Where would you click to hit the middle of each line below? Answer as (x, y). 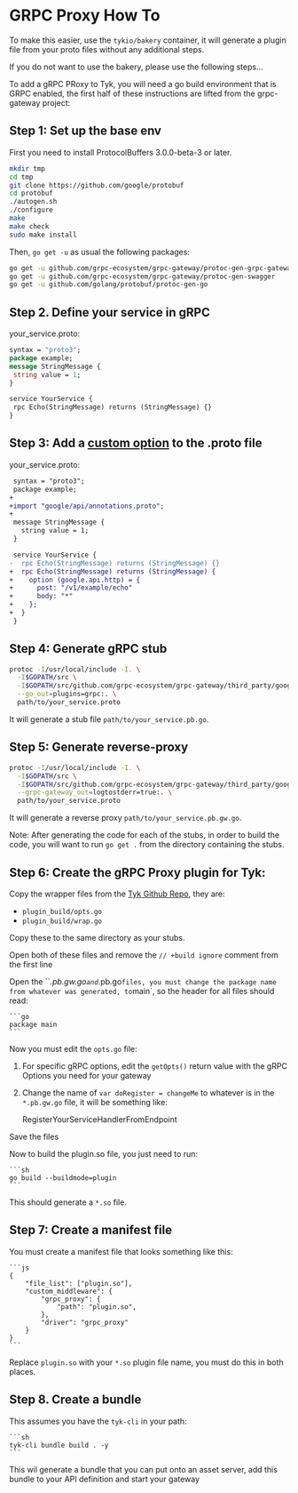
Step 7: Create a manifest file (91, 1230)
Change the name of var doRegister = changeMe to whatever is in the (148, 1092)
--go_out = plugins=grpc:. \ (67, 694)
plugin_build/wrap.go (62, 921)
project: (56, 102)
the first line (31, 964)
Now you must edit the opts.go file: (73, 1048)
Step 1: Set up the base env (86, 131)
